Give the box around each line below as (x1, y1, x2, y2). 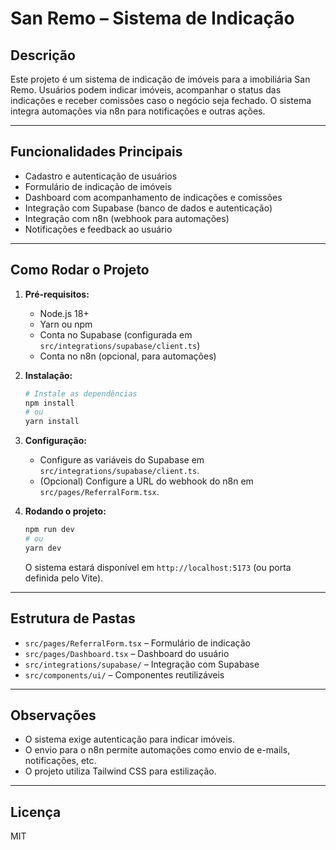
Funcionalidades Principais (10, 143, 183, 161)
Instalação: (24, 369, 73, 381)
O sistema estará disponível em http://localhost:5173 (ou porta (24, 561, 292, 573)
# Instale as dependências (24, 388, 138, 399)
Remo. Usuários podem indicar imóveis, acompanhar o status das (10, 84, 282, 96)
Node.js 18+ (39, 307, 90, 319)
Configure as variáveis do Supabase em (39, 454, 205, 466)
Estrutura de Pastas (10, 610, 136, 627)
